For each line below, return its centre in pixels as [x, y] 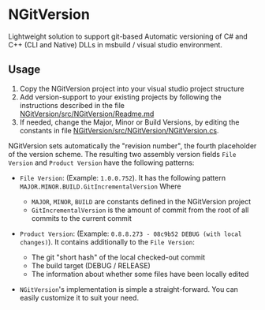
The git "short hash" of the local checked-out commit [118, 257]
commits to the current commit [82, 218]
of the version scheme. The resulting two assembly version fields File [122, 154]
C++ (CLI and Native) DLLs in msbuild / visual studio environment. [116, 44]
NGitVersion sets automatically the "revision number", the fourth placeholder [132, 146]
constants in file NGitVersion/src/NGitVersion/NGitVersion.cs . [119, 130]
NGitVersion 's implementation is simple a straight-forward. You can [129, 289]
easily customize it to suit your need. [79, 297]
